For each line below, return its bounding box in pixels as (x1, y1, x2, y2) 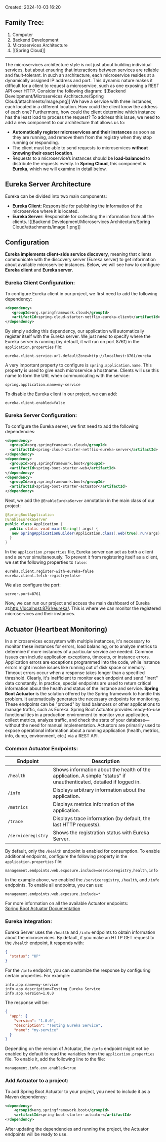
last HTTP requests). (52, 821, 101, 828)
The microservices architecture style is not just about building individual (5, 61, 152, 67)
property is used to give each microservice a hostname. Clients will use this (5, 367, 159, 373)
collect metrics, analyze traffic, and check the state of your (5, 717, 125, 723)
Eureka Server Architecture (5, 180, 91, 188)
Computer (12, 32, 33, 38)
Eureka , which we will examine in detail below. (12, 166, 107, 172)
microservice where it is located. (12, 208, 79, 214)
